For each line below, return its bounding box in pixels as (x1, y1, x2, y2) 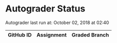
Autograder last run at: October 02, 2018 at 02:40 (5, 19, 109, 25)
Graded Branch (71, 31, 109, 38)
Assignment (36, 31, 67, 38)
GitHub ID (8, 31, 32, 38)
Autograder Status (5, 3, 85, 14)
